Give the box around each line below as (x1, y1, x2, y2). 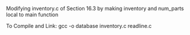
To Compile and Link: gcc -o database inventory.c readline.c (6, 23, 152, 29)
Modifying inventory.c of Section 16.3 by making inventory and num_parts (6, 5, 184, 12)
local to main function (6, 11, 59, 18)
